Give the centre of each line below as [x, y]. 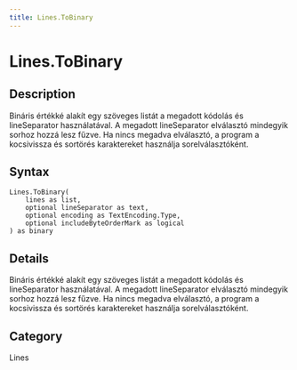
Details [29, 258]
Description [42, 94]
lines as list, [53, 200]
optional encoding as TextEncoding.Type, [103, 216]
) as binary [31, 231]
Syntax [29, 172]
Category [36, 336]
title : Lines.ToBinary [51, 17]
